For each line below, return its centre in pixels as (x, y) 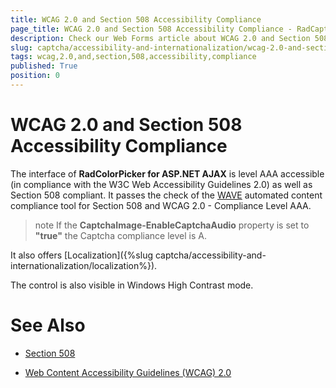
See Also (48, 325)
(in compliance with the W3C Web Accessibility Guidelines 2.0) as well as (161, 184)
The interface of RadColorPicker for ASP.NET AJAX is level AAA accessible (167, 173)
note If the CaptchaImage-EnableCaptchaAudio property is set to (172, 225)
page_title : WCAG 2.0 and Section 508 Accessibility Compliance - (151, 29)
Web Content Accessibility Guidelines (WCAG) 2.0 (128, 372)
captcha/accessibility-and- (210, 255)
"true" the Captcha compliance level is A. (120, 235)
